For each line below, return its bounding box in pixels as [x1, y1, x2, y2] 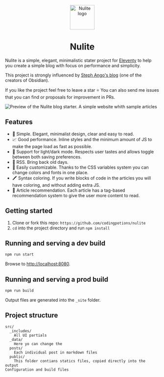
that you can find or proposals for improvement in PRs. [5, 94, 116, 100]
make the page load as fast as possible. [12, 143, 93, 149]
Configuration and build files [5, 367, 69, 372]
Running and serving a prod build [5, 275, 109, 283]
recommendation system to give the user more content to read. [12, 192, 140, 198]
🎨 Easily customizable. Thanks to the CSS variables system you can [12, 164, 149, 170]
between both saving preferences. [12, 154, 82, 160]
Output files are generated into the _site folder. [5, 297, 101, 303]
